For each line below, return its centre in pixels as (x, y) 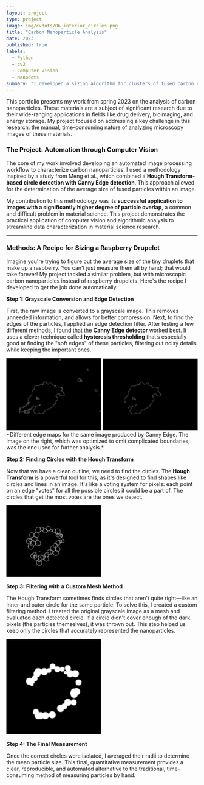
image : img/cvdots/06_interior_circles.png (62, 26)
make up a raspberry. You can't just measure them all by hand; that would (99, 267)
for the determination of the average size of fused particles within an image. (101, 189)
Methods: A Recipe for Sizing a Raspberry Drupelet (83, 248)
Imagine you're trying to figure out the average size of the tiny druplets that (100, 261)
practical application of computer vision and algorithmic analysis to (90, 220)
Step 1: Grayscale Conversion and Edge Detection (70, 299)
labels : (16, 52)
